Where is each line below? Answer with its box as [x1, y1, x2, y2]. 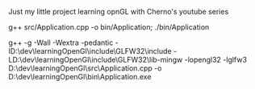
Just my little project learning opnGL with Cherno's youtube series [8, 7, 229, 16]
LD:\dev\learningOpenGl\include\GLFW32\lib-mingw [8, 55, 183, 64]
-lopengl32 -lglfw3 [184, 55, 248, 64]
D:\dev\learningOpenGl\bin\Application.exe [8, 72, 152, 81]
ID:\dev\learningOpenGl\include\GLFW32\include [8, 47, 172, 55]
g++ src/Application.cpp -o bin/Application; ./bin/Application [8, 22, 210, 31]
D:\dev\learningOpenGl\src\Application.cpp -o [8, 63, 162, 73]
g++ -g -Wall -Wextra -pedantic [8, 38, 114, 47]
